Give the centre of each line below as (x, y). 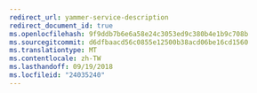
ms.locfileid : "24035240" (57, 75)
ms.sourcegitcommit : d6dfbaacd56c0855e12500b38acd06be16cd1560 (129, 42)
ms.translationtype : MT (53, 50)
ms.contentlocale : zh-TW (55, 58)
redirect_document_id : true (61, 26)
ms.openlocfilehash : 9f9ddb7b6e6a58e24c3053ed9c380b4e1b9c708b (129, 34)
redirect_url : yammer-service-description (89, 17)
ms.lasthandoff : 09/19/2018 (61, 67)
